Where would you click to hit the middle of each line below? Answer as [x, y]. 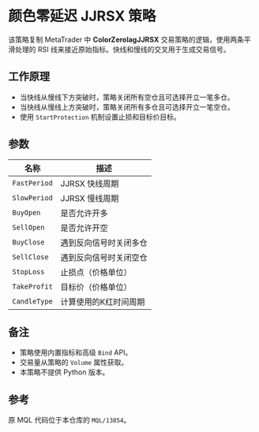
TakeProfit [32, 286]
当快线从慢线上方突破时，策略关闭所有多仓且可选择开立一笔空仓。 [127, 106]
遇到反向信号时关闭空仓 [104, 257]
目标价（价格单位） [96, 287]
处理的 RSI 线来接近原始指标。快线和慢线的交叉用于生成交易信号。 [122, 49]
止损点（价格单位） [96, 272]
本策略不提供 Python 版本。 [64, 372]
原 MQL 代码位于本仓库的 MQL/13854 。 [69, 420]
